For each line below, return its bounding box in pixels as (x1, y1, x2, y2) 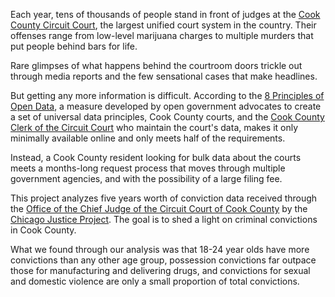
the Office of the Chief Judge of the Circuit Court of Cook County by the (10, 203, 308, 214)
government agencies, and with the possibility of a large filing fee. (10, 173, 283, 184)
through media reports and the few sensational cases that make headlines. (10, 70, 318, 82)
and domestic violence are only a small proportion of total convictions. (10, 275, 300, 287)
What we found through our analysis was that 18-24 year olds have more (10, 244, 310, 255)
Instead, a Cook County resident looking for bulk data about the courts (10, 152, 302, 163)
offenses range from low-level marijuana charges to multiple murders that (10, 30, 314, 41)
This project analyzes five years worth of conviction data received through (10, 192, 318, 204)
